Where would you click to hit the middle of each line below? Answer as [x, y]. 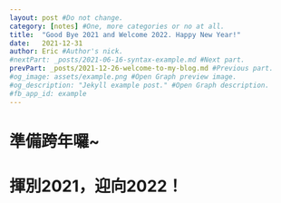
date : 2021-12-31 [46, 43]
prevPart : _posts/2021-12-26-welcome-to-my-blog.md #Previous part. [141, 69]
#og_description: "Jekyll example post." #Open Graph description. [140, 85]
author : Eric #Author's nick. [67, 52]
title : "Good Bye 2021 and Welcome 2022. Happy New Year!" [126, 34]
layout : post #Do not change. [67, 18]
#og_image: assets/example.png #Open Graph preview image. [123, 77]
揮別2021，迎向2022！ [97, 186]
